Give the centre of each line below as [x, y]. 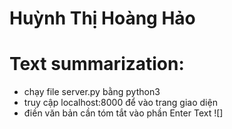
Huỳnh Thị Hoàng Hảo [102, 18]
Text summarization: [97, 64]
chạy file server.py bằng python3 [92, 92]
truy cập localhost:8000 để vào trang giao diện [120, 103]
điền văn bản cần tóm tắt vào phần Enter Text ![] [123, 113]
